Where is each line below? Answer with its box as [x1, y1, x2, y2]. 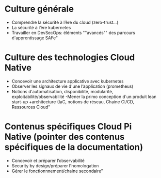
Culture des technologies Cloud [4, 52, 135, 63]
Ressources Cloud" [11, 104, 50, 110]
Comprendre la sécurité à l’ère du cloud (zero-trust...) [11, 19, 119, 25]
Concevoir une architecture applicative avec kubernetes [11, 78, 124, 84]
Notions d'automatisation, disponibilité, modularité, [11, 88, 113, 94]
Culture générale [4, 3, 74, 15]
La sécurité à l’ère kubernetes [11, 24, 71, 30]
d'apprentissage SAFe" [11, 35, 58, 41]
